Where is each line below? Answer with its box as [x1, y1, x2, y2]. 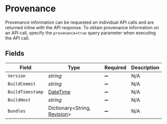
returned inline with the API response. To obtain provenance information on [5, 24, 159, 30]
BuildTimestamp [7, 89, 44, 94]
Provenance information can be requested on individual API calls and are [5, 19, 154, 25]
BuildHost [7, 97, 31, 103]
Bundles [7, 108, 26, 114]
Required [104, 64, 127, 71]
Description [131, 64, 160, 71]
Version [7, 73, 26, 79]
